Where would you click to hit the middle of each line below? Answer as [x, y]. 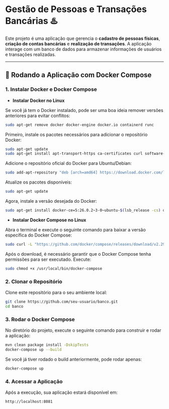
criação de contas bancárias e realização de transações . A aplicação [78, 43]
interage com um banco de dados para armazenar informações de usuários [83, 49]
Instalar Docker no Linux [38, 100]
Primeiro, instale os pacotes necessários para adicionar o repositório [76, 134]
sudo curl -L [19, 244]
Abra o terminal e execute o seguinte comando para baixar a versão [75, 229]
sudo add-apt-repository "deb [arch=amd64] [52, 172]
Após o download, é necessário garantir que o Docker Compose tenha [78, 254]
